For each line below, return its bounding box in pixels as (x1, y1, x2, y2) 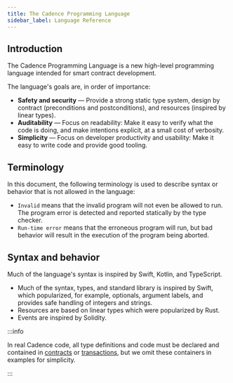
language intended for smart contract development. (7, 69, 157, 77)
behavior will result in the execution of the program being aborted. (17, 231, 209, 240)
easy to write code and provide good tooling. (17, 141, 147, 150)
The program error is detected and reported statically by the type (17, 209, 207, 217)
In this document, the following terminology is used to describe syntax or (7, 180, 219, 188)
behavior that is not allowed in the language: (7, 188, 135, 196)
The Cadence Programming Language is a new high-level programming (7, 61, 214, 70)
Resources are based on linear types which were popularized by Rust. (17, 306, 220, 314)
